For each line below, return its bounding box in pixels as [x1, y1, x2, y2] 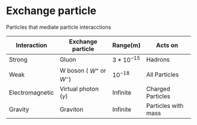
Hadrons [146, 55, 170, 63]
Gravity [9, 105, 29, 113]
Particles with [146, 102, 184, 110]
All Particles [146, 70, 179, 79]
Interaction [15, 41, 47, 49]
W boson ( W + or [59, 66, 107, 75]
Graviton [59, 105, 84, 113]
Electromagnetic [9, 88, 55, 96]
